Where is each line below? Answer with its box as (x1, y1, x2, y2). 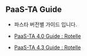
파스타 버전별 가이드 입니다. (14, 20, 78, 28)
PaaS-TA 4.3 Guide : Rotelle (14, 44, 81, 51)
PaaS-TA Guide (5, 5, 62, 15)
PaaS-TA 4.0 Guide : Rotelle (14, 32, 81, 40)
